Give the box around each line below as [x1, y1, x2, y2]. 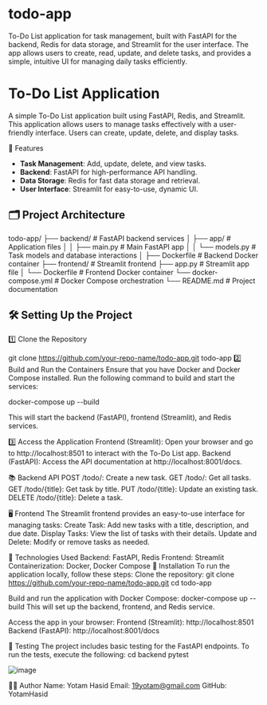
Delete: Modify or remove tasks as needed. [8, 537, 150, 546]
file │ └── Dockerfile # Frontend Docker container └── [8, 267, 190, 277]
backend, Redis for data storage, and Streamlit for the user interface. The [8, 39, 249, 49]
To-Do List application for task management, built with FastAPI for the [8, 31, 238, 41]
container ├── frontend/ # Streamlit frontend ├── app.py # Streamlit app [8, 258, 249, 268]
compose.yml [8, 276, 53, 286]
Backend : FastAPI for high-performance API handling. [19, 167, 198, 176]
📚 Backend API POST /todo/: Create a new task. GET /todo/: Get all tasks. [8, 472, 251, 482]
